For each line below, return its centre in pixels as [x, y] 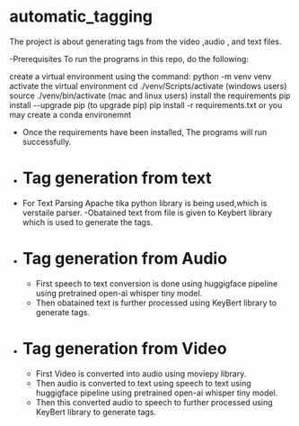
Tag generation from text [117, 178]
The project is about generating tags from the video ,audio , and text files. [145, 41]
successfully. [47, 141]
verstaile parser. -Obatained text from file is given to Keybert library [147, 213]
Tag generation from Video [124, 349]
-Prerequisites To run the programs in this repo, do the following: [129, 59]
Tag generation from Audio [124, 259]
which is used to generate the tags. [88, 222]
